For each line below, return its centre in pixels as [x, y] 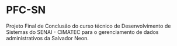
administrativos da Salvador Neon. [48, 38]
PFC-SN [26, 10]
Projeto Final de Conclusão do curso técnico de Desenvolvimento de [88, 26]
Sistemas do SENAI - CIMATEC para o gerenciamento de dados [82, 32]
